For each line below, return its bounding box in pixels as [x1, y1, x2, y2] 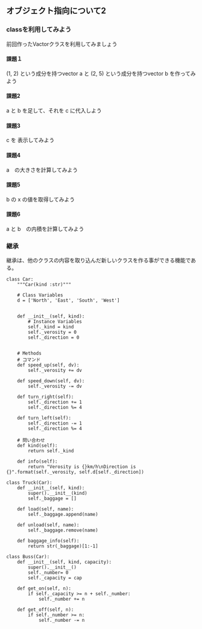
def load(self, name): [17, 506, 74, 512]
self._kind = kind [28, 324, 74, 330]
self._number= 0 [28, 570, 69, 576]
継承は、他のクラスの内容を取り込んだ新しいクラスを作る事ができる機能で [6, 256, 191, 264]
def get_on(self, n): [17, 585, 71, 592]
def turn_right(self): [17, 394, 74, 400]
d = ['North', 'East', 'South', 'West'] [17, 298, 120, 304]
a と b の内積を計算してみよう [6, 225, 84, 232]
